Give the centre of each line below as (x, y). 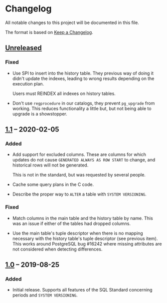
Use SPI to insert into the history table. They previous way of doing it (83, 73)
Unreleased (24, 48)
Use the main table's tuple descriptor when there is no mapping (78, 233)
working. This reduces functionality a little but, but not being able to (82, 108)
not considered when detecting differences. (57, 249)
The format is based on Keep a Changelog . (49, 32)
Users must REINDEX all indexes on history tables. (64, 93)
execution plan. (28, 83)
